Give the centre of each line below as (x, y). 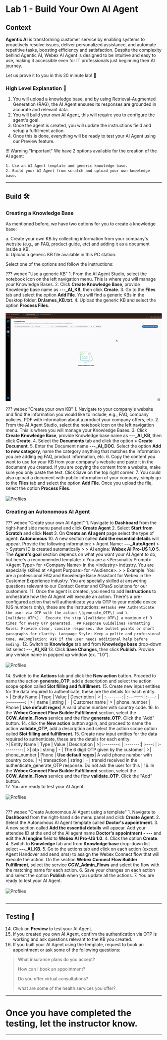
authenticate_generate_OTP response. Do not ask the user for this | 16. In (80, 765)
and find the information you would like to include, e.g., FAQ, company (77, 414)
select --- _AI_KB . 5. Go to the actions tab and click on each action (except (82, 849)
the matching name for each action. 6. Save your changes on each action (80, 870)
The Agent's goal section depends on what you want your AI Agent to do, (81, 554)
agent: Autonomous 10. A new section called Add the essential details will (82, 538)
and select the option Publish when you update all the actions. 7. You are (80, 875)
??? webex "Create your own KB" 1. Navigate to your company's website (79, 409)
